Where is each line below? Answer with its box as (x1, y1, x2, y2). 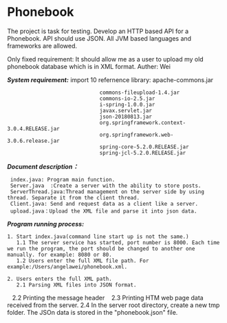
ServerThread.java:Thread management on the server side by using (10, 188, 205, 195)
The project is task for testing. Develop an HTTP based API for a (7, 27, 189, 35)
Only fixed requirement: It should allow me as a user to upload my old (7, 55, 204, 63)
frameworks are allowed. (7, 41, 78, 50)
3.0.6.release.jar (7, 137, 60, 144)
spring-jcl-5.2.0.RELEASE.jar (99, 149, 186, 156)
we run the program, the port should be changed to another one (7, 245, 195, 252)
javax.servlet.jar (99, 107, 153, 114)
